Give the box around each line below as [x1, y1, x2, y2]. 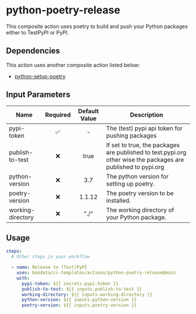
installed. [106, 196, 131, 204]
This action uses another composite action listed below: [6, 61, 140, 68]
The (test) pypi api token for [106, 124, 183, 132]
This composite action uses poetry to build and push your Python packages [6, 23, 188, 30]
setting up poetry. [106, 179, 155, 187]
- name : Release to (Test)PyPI [11, 264, 87, 270]
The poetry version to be [106, 189, 174, 197]
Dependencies [6, 46, 60, 56]
